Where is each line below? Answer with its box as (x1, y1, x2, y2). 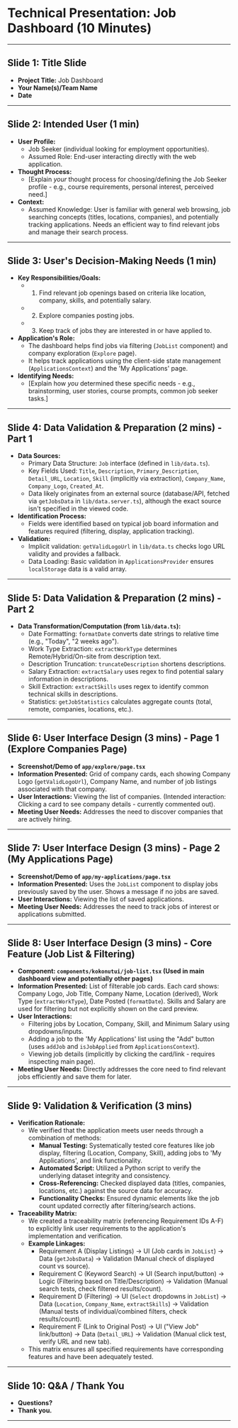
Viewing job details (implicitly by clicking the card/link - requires (28, 1050, 215, 1059)
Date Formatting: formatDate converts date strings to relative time (28, 630, 220, 638)
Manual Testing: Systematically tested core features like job (38, 1141, 215, 1150)
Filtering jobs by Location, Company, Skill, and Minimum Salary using (28, 1020, 230, 1028)
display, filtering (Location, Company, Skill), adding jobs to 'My (38, 1149, 222, 1157)
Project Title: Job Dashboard (17, 76, 103, 85)
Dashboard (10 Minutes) (7, 20, 152, 36)
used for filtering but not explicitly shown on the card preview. (17, 1005, 199, 1013)
